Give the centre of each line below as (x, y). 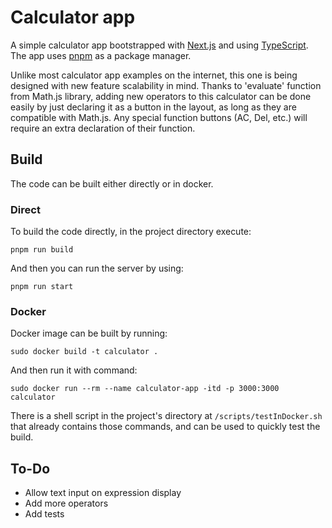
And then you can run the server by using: (97, 268)
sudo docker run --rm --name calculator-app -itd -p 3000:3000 (145, 389)
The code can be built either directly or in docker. (112, 183)
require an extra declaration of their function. (103, 128)
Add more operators (66, 503)
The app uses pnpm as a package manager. (101, 55)
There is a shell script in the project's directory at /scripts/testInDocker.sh (166, 416)
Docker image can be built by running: (89, 333)
